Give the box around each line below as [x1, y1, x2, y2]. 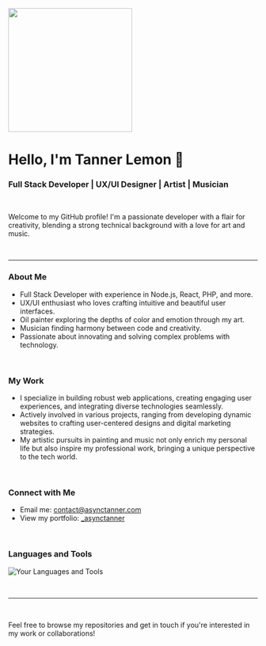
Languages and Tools [8, 549, 93, 560]
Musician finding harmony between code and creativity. [19, 323, 202, 332]
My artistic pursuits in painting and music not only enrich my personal [19, 435, 248, 445]
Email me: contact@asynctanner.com [19, 505, 142, 515]
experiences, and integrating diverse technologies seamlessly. [19, 401, 224, 411]
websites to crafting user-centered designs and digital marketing [19, 419, 231, 428]
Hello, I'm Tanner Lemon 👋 [8, 150, 184, 169]
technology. [19, 340, 59, 349]
